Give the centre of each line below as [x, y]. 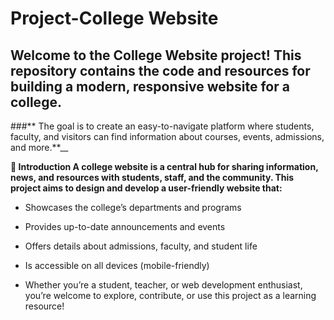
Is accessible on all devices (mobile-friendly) [117, 265]
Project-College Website [114, 18]
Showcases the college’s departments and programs [133, 207]
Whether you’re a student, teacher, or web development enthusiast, [163, 285]
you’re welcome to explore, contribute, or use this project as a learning [170, 295]
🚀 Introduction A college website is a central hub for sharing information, [164, 166]
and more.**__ [39, 147]
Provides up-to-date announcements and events [125, 226]
